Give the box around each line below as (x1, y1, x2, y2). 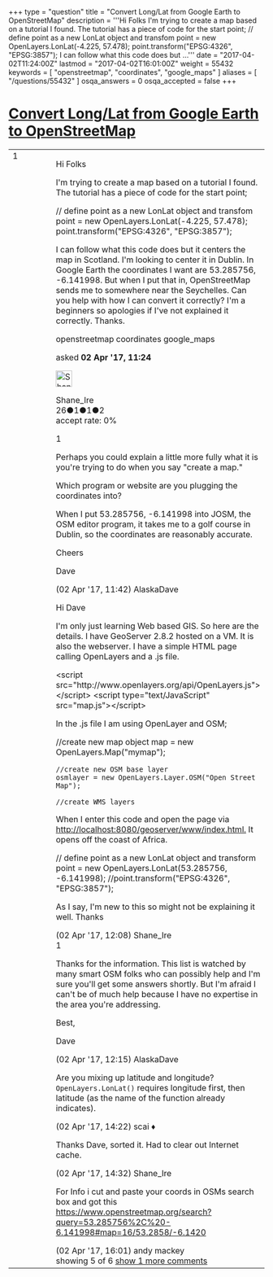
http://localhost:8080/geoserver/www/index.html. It (55, 824, 253, 835)
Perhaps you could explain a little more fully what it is (55, 451, 258, 462)
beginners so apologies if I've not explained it (55, 304, 229, 316)
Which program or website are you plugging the (55, 479, 238, 491)
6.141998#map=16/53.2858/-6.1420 (55, 1227, 206, 1238)
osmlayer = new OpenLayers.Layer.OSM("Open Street (55, 772, 256, 782)
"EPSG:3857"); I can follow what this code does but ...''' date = (8, 50, 219, 59)
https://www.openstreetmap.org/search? (55, 1206, 212, 1218)
